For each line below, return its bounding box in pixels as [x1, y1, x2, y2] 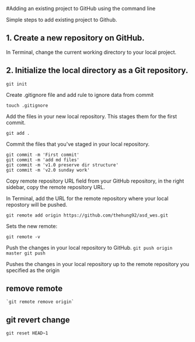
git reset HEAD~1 [6, 330, 48, 336]
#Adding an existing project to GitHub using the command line [6, 5, 156, 12]
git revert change [6, 315, 70, 324]
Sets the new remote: [6, 222, 57, 229]
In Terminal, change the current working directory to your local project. [6, 48, 177, 55]
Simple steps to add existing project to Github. [6, 16, 117, 23]
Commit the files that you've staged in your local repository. [6, 140, 150, 148]
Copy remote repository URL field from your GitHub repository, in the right [6, 177, 184, 184]
